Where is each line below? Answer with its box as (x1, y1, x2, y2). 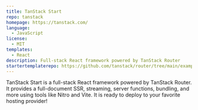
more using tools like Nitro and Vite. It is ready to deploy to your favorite (6, 91, 181, 98)
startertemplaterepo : (6, 63, 60, 69)
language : (6, 25, 31, 31)
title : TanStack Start (6, 8, 62, 15)
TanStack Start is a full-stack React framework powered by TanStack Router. (6, 79, 192, 86)
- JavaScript (11, 30, 44, 36)
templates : (6, 47, 33, 53)
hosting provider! (6, 98, 48, 105)
